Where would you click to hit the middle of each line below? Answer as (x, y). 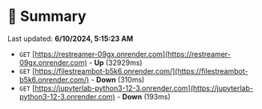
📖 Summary (47, 16)
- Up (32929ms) (115, 63)
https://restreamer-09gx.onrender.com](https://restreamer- (133, 54)
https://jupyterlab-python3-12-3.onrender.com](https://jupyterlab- (144, 88)
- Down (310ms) (118, 79)
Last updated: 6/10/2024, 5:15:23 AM (71, 38)
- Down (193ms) (144, 96)
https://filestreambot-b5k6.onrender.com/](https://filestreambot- (141, 71)
